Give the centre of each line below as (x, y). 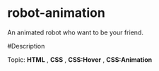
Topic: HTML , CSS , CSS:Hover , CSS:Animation (80, 59)
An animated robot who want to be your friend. (75, 32)
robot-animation (57, 13)
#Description (26, 46)
